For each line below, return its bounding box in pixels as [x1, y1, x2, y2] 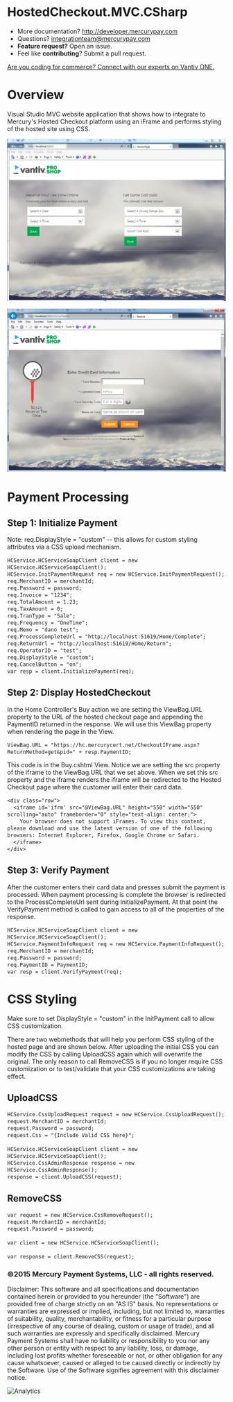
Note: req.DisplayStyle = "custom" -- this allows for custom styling [7, 535, 198, 543]
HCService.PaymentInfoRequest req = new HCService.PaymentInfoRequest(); [7, 941, 225, 948]
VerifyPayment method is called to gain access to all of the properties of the [7, 905, 225, 913]
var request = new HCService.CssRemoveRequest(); [7, 1212, 154, 1219]
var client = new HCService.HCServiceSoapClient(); [7, 1240, 159, 1247]
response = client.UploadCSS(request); [7, 1174, 123, 1181]
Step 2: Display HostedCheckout [7, 687, 151, 699]
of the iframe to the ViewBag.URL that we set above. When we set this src [7, 768, 218, 776]
